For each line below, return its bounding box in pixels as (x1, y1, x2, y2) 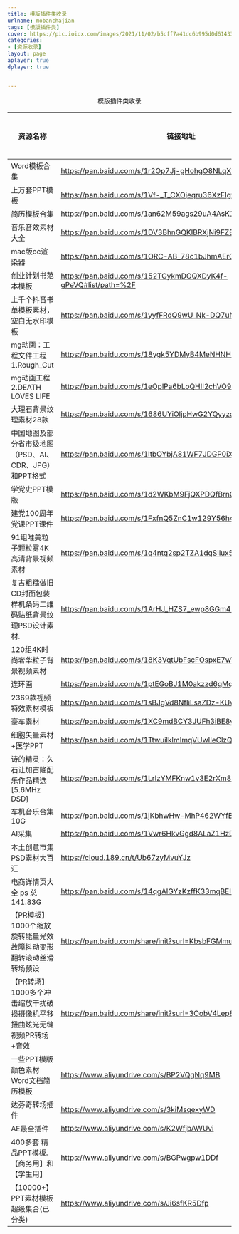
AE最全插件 (11, 1124, 49, 1134)
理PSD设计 (11, 621, 48, 631)
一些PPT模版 (11, 1054, 53, 1064)
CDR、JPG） (11, 460, 51, 470)
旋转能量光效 (11, 931, 55, 941)
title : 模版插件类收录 (7, 10, 68, 18)
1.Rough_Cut (11, 360, 55, 370)
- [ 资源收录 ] (7, 43, 42, 51)
